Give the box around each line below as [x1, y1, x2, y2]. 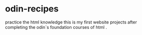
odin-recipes [5, 3, 59, 14]
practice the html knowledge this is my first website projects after [5, 19, 137, 25]
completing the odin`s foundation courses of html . [5, 24, 107, 30]
